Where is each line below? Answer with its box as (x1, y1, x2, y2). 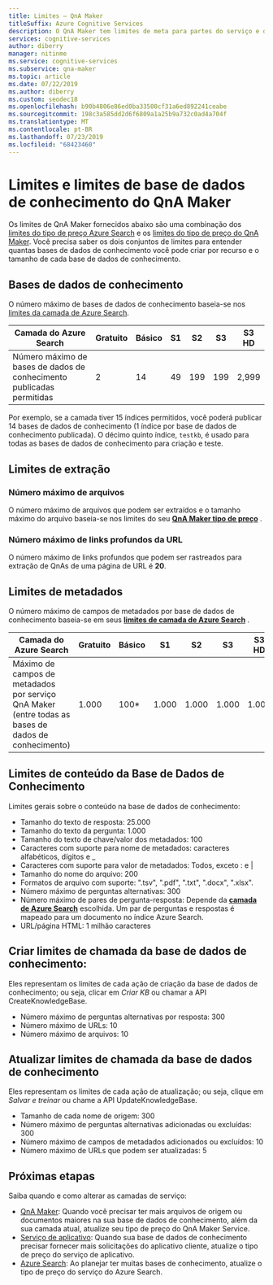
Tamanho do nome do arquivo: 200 (19, 869, 138, 878)
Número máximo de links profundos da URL (8, 534, 183, 545)
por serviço (12, 689, 57, 700)
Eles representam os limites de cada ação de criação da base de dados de (8, 978, 258, 988)
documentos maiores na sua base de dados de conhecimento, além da (19, 1215, 258, 1225)
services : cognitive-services (8, 34, 111, 43)
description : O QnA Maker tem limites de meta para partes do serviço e (8, 27, 260, 35)
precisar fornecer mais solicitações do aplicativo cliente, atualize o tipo (19, 1241, 258, 1251)
